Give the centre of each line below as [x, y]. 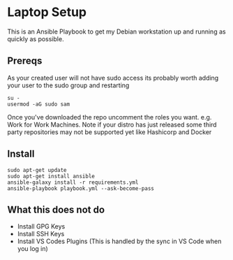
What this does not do [56, 209]
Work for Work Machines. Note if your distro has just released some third [112, 124]
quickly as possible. [36, 38]
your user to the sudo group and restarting [68, 85]
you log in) [33, 249]
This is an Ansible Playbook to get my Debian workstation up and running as [116, 31]
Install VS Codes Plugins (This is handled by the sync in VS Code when [119, 241]
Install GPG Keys [41, 226]
